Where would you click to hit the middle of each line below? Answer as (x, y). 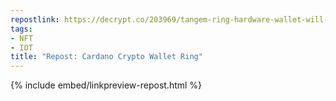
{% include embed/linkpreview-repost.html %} (106, 85)
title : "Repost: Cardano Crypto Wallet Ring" (106, 57)
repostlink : (35, 19)
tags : (21, 29)
